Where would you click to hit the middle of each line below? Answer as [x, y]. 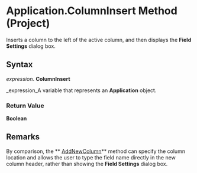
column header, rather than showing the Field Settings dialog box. [87, 164]
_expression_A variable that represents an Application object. [81, 90]
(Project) [28, 23]
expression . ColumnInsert [38, 79]
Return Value [25, 106]
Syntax [20, 65]
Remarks [23, 137]
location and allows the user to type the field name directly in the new [91, 157]
